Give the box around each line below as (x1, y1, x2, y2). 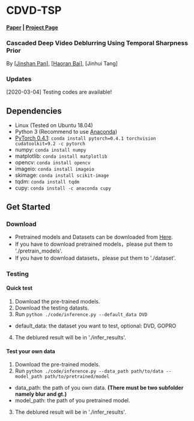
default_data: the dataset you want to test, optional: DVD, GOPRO (14, 322, 177, 329)
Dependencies (6, 106, 62, 116)
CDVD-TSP (6, 4, 62, 17)
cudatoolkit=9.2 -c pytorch (14, 141, 85, 147)
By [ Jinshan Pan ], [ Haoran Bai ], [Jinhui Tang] (6, 60, 118, 67)
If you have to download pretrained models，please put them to (14, 240, 173, 248)
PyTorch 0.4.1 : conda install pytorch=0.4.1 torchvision (14, 134, 156, 142)
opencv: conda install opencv (14, 159, 91, 166)
